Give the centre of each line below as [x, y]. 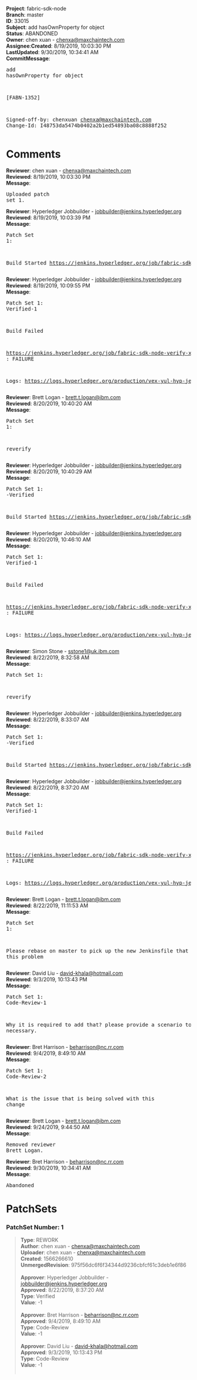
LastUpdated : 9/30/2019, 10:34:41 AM [52, 52]
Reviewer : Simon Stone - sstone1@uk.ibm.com [63, 651]
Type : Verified [38, 1297]
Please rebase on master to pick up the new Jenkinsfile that [97, 951]
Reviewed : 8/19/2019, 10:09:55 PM [48, 285]
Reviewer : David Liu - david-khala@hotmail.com [64, 973]
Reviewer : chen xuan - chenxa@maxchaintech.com [69, 171]
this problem [25, 957]
